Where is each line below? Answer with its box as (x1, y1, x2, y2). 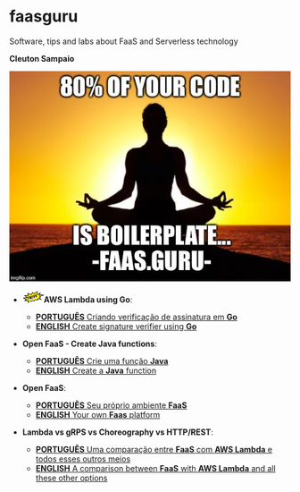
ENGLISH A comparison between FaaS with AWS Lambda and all (35, 462, 276, 473)
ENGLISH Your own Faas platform (35, 409, 161, 420)
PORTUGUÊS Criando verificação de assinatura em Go (35, 311, 238, 322)
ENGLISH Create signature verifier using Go (35, 320, 197, 332)
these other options (35, 472, 108, 483)
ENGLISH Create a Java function (35, 365, 157, 376)
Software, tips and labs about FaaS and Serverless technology (9, 36, 238, 47)
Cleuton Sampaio (9, 53, 75, 64)
